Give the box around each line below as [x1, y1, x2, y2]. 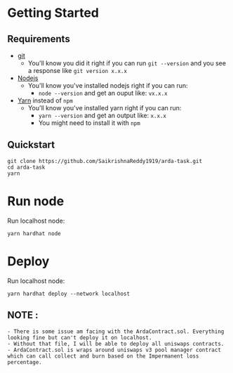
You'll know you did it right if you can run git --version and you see [27, 59, 227, 67]
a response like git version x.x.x [27, 67, 128, 74]
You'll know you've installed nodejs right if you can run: [27, 81, 188, 89]
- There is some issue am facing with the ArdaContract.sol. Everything [7, 328, 225, 335]
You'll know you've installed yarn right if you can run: [27, 104, 182, 112]
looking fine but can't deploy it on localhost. [7, 334, 152, 341]
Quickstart [7, 139, 55, 151]
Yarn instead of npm [17, 96, 74, 105]
